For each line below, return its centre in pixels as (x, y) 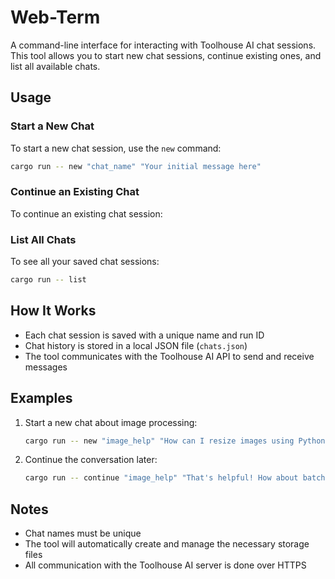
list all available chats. (55, 66)
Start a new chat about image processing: (111, 422)
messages (46, 367)
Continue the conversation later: (91, 460)
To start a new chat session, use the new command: (116, 148)
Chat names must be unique (83, 533)
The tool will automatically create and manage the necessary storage (167, 544)
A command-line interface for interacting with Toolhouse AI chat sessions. (163, 45)
